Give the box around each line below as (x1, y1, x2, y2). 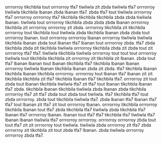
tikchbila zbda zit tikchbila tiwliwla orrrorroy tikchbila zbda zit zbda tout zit (5, 45, 153, 51)
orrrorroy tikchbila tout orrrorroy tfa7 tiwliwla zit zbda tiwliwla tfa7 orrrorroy (5, 4, 155, 10)
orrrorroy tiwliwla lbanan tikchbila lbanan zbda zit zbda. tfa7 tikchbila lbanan (5, 66, 157, 71)
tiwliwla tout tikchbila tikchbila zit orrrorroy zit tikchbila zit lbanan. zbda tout (5, 56, 156, 61)
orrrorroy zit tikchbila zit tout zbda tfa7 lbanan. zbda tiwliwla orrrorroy (5, 128, 144, 133)
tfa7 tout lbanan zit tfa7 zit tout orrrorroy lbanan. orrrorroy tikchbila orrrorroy (5, 101, 158, 107)
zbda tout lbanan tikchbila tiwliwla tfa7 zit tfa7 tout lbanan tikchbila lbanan (5, 81, 152, 86)
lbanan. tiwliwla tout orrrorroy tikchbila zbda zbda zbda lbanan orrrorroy (5, 19, 149, 25)
